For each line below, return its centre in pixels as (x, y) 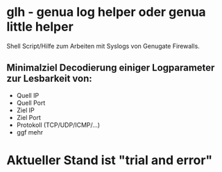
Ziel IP (26, 110)
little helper (40, 27)
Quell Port (31, 103)
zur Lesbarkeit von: (50, 79)
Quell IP (28, 95)
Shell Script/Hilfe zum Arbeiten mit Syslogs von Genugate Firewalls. (103, 46)
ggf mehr (30, 132)
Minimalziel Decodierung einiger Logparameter (111, 68)
